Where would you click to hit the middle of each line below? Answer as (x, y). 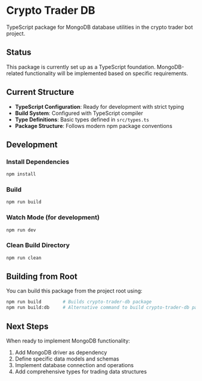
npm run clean (24, 258)
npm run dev (21, 230)
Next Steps (27, 326)
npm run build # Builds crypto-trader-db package (79, 302)
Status (19, 53)
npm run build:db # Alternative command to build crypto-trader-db (98, 308)
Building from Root (42, 277)
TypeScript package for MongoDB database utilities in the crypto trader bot (100, 27)
